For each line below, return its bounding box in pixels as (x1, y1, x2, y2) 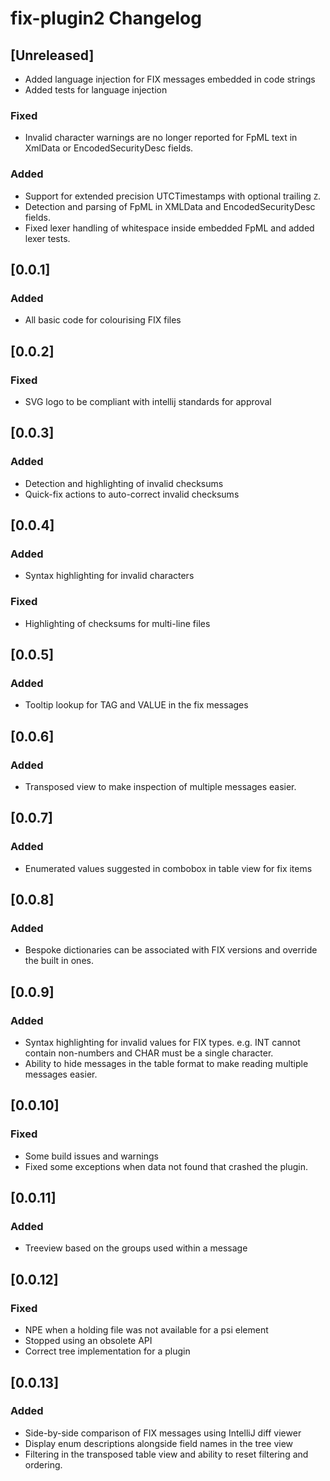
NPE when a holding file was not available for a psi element (24, 1324, 269, 1336)
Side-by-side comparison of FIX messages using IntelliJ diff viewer (24, 1427, 302, 1439)
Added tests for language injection (24, 84, 168, 96)
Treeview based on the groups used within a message (24, 1242, 248, 1254)
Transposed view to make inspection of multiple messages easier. (24, 781, 297, 793)
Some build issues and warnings (24, 1150, 159, 1162)
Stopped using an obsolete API (24, 1335, 153, 1347)
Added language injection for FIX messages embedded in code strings (24, 73, 316, 85)
